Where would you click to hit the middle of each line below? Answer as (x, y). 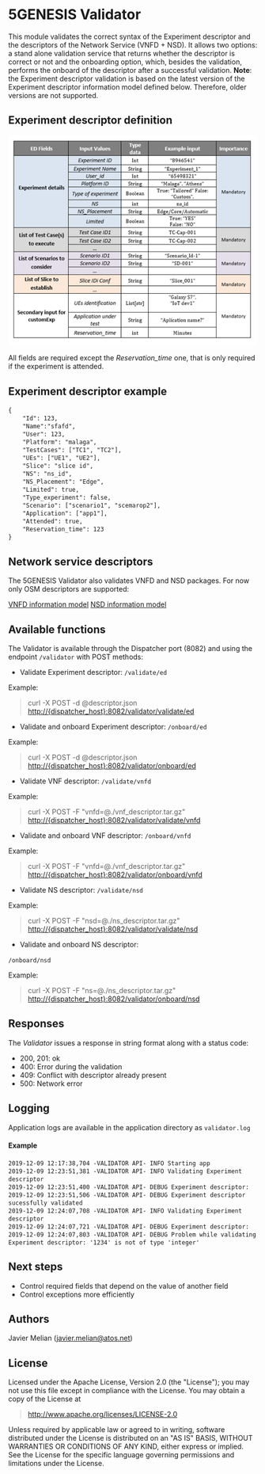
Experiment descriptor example (88, 391)
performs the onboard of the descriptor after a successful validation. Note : (130, 70)
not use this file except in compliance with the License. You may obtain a (127, 1391)
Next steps (36, 1267)
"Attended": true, (53, 522)
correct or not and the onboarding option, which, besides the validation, (125, 62)
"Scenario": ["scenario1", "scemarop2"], (91, 506)
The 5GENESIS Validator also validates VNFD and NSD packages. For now (129, 581)
